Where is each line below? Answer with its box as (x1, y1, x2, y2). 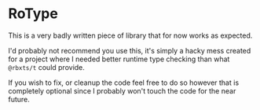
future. (8, 94, 30, 104)
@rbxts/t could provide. (8, 62, 85, 71)
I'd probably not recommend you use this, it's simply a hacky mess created (8, 46, 251, 55)
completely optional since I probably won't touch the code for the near (8, 86, 236, 95)
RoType (8, 5, 59, 23)
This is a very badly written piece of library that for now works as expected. (8, 31, 253, 40)
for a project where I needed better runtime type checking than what (8, 54, 230, 64)
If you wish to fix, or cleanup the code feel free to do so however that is (8, 78, 240, 87)
